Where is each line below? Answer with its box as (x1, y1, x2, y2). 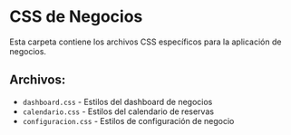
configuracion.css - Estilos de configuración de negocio (22, 115, 235, 126)
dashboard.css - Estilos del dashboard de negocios (22, 96, 213, 107)
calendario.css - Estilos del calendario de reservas (22, 106, 215, 117)
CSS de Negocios (9, 6, 143, 27)
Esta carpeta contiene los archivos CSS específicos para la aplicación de (9, 36, 282, 47)
